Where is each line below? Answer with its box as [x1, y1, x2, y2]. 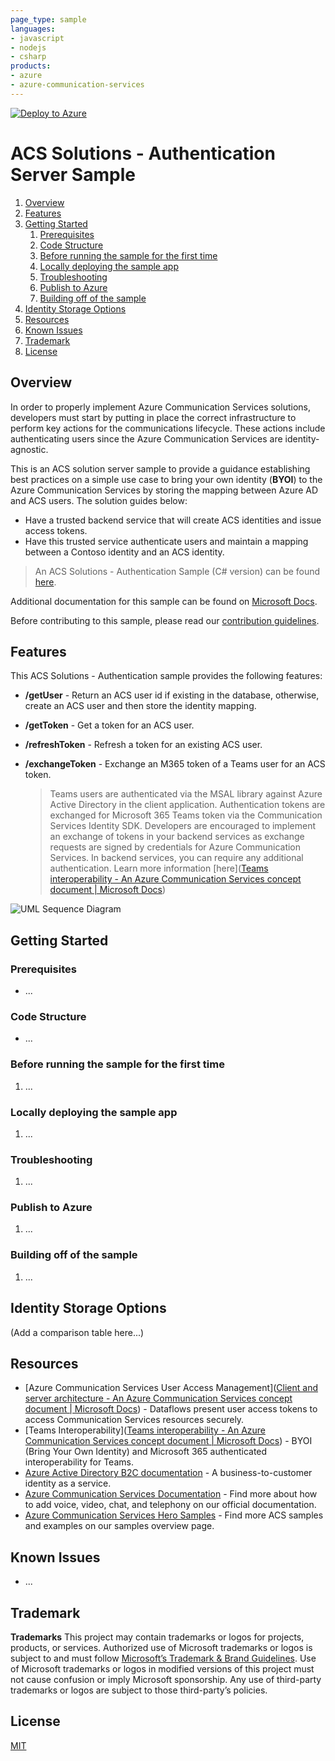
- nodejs [10, 42, 47, 53]
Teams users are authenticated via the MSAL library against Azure [49, 788, 323, 800]
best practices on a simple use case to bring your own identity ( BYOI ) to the [10, 473, 323, 485]
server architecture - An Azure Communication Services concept [24, 1392, 293, 1405]
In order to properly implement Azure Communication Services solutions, [10, 401, 311, 413]
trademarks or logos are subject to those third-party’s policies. [10, 1684, 268, 1696]
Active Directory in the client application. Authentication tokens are [49, 799, 326, 811]
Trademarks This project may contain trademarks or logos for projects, [10, 1631, 305, 1643]
